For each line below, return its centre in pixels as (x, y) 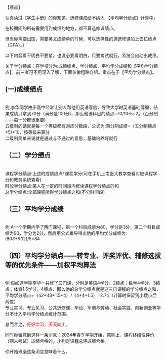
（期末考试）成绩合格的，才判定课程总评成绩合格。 (57, 341)
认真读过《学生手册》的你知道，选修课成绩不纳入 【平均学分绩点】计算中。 (82, 18)
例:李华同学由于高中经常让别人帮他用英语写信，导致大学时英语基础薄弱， (80, 107)
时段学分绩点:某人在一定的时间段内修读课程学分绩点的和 (62, 186)
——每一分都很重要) (25, 120)
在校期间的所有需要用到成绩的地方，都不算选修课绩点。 (61, 28)
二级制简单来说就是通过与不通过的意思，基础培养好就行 (61, 138)
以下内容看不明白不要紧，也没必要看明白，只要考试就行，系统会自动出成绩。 (83, 55)
